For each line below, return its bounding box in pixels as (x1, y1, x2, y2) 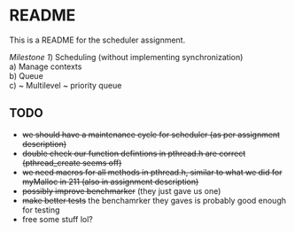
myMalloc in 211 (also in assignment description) (21, 176, 199, 187)
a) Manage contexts (9, 61, 82, 72)
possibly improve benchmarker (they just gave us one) (21, 185, 221, 196)
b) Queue (9, 70, 44, 81)
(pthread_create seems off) (21, 157, 122, 168)
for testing (21, 205, 60, 215)
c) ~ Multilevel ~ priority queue (9, 80, 122, 90)
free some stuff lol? (21, 213, 93, 224)
